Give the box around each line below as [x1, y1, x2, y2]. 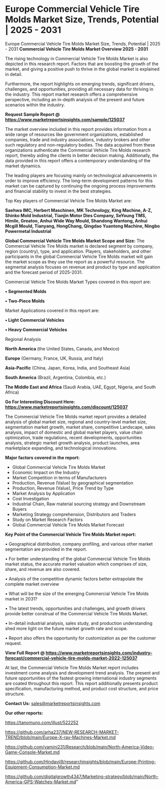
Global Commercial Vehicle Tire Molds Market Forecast [12, 522, 125, 527]
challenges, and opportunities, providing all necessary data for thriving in [5, 86, 154, 92]
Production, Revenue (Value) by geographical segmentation [12, 480, 134, 486]
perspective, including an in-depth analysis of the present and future [5, 96, 145, 102]
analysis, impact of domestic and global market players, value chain [5, 429, 143, 435]
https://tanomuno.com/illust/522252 [5, 719, 79, 725]
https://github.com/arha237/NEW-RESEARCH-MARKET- [5, 729, 119, 735]
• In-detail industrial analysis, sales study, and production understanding [5, 620, 153, 626]
